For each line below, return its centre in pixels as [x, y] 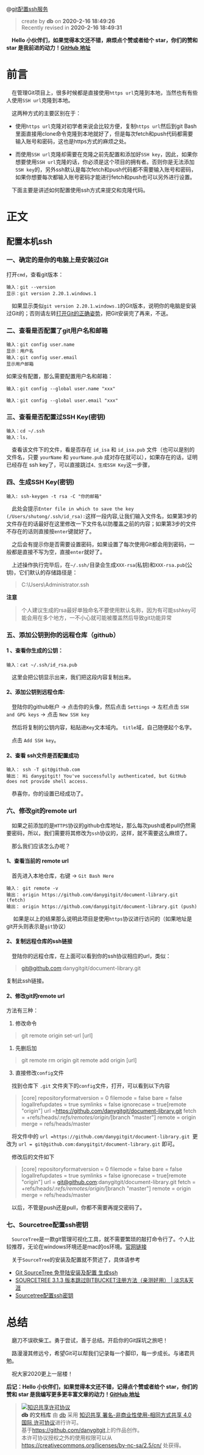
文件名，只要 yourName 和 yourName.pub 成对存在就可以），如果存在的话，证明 [102, 457]
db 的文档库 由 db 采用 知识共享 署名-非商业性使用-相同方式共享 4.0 [106, 1415]
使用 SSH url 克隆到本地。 [43, 100]
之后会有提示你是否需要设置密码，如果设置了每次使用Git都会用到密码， [101, 544]
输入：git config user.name [40, 345]
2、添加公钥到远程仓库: [36, 692]
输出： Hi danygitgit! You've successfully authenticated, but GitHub [97, 776]
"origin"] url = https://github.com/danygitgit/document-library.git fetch [109, 1111]
